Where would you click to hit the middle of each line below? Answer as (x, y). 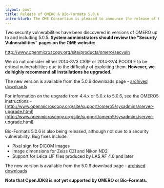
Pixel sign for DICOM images (41, 146)
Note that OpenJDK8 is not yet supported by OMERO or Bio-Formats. (76, 180)
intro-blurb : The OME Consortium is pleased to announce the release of (81, 19)
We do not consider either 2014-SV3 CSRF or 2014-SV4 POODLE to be (76, 62)
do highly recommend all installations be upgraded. (58, 72)
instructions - (19, 101)
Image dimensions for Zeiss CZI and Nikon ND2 (60, 151)
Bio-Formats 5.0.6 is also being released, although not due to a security (77, 132)
